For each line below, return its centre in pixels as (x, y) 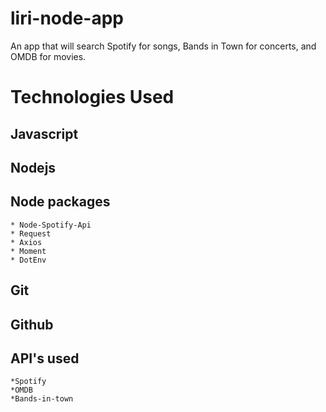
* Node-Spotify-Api (51, 225)
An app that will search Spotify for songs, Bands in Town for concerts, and (163, 46)
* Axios (26, 242)
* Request (31, 233)
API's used (45, 358)
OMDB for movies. (48, 56)
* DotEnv (28, 260)
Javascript (44, 133)
